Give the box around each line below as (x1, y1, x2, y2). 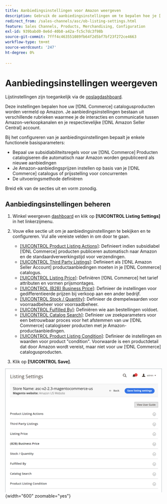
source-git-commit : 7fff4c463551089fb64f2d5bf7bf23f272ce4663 (5, 34, 137, 39)
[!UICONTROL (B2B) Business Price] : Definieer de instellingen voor (19, 286, 157, 292)
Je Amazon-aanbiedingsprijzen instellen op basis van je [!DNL (12, 165, 140, 171)
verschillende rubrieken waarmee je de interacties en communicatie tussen (5, 114, 159, 120)
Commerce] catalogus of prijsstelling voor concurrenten (12, 170, 128, 176)
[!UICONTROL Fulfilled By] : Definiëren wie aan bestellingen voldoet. (19, 307, 159, 313)
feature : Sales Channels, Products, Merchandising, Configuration (5, 24, 146, 29)
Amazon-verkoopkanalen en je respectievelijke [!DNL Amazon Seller (5, 120, 145, 126)
